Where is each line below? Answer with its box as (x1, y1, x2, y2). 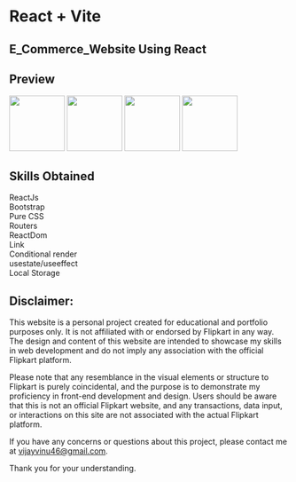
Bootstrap (9, 201, 46, 212)
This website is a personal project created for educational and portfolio (9, 317, 269, 328)
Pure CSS (9, 211, 44, 222)
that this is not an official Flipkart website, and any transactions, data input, (9, 400, 284, 411)
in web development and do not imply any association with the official (9, 345, 264, 356)
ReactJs (9, 193, 39, 203)
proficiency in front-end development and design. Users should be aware (9, 391, 277, 401)
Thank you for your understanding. (9, 463, 136, 474)
